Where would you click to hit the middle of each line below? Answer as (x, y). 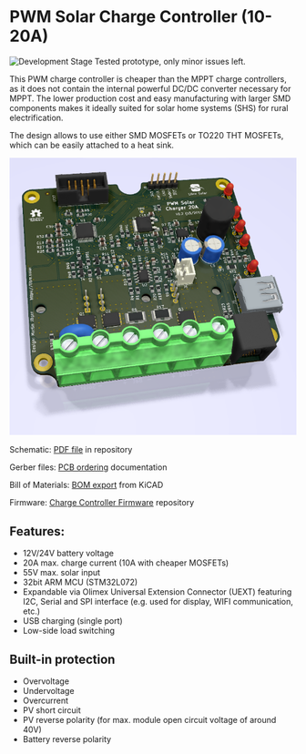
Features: (37, 531)
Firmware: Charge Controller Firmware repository (102, 503)
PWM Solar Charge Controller (124, 17)
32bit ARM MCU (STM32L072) (80, 582)
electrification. (36, 117)
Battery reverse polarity (67, 739)
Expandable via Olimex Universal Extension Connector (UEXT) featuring (157, 592)
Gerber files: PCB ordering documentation (88, 467)
